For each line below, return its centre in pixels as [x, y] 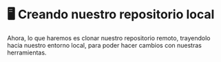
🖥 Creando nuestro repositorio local [111, 15]
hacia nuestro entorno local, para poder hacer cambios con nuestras [104, 45]
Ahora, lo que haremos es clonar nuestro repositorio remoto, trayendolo [109, 38]
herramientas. [27, 52]
